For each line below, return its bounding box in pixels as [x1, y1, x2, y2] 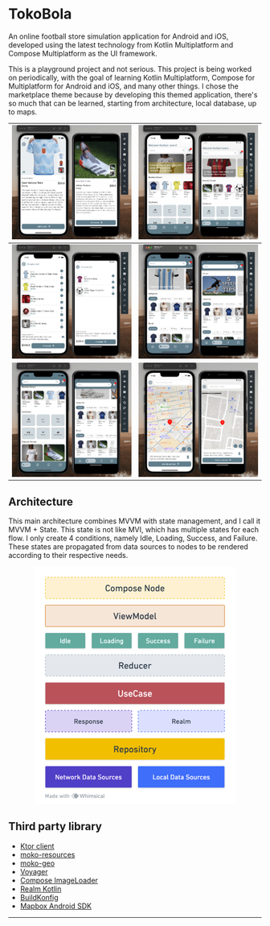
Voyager [19, 866, 48, 876]
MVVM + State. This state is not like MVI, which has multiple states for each [8, 525, 260, 535]
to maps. [8, 106, 38, 117]
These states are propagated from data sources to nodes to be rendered [8, 542, 249, 552]
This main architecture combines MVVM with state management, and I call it [8, 516, 261, 526]
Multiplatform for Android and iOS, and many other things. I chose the [8, 81, 239, 91]
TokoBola [8, 5, 72, 23]
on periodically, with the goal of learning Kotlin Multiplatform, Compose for [8, 72, 256, 82]
